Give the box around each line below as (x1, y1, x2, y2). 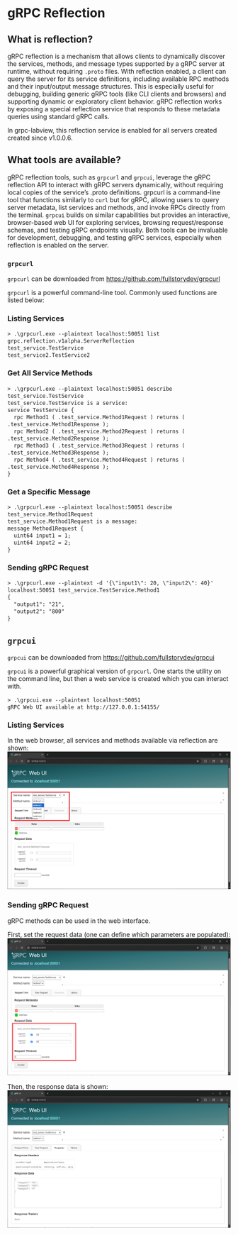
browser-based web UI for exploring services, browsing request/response (7, 218, 224, 226)
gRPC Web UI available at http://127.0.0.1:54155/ (7, 704, 160, 711)
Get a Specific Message (7, 487, 91, 497)
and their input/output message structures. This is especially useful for (7, 82, 214, 90)
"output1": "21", (13, 601, 65, 608)
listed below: (7, 296, 45, 304)
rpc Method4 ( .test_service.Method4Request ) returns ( (13, 456, 186, 463)
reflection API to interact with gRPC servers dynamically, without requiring (7, 180, 224, 189)
